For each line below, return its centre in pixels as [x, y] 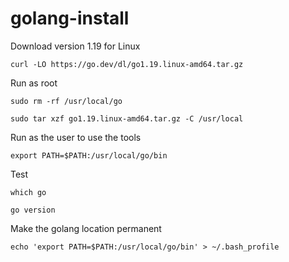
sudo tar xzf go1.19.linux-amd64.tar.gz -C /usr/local [127, 118]
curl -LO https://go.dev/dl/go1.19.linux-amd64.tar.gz [127, 64]
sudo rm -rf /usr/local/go [66, 101]
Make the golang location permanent [86, 228]
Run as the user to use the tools [76, 137]
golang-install [70, 18]
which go [28, 192]
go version [33, 210]
